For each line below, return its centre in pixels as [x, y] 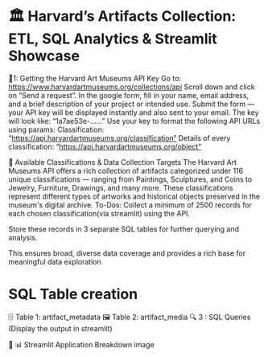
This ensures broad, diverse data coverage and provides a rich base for [127, 253]
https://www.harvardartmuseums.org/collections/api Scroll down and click [132, 87]
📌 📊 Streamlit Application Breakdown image [81, 344]
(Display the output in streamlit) [60, 328]
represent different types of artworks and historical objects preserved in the [134, 196]
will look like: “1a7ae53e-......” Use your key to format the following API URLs [134, 121]
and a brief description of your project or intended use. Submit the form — [132, 104]
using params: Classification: [56, 129]
